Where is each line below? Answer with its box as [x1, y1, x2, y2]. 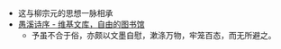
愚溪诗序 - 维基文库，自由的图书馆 [17, 19, 146, 29]
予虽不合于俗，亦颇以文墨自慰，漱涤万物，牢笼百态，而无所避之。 [31, 30, 276, 40]
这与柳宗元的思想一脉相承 [17, 8, 113, 18]
